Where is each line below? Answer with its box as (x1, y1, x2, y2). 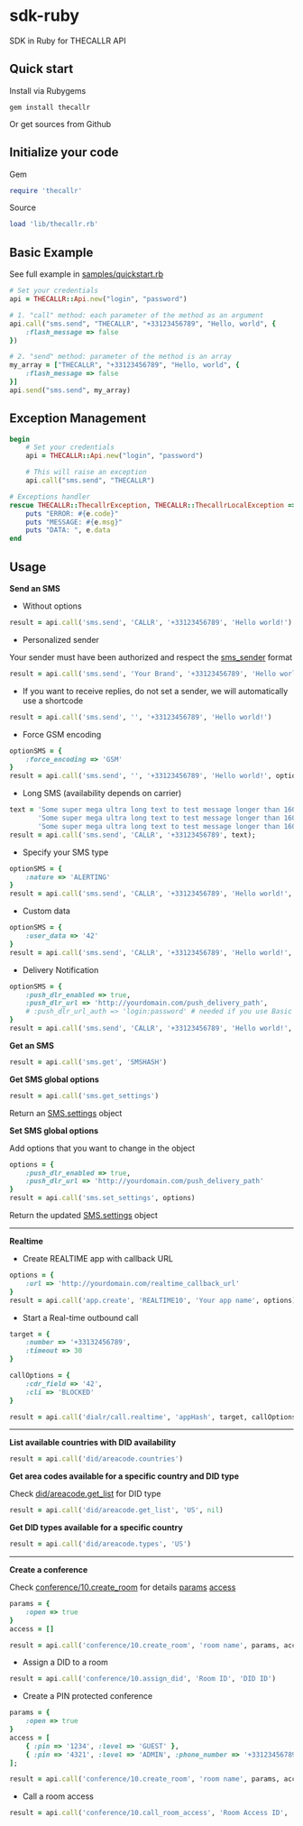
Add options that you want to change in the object (9, 1142, 196, 1153)
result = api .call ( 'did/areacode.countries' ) (9, 1454, 183, 1464)
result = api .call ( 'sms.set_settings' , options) (9, 1194, 196, 1203)
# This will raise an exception (25, 468, 147, 477)
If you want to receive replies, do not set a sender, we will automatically (22, 685, 289, 696)
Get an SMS (9, 1040, 54, 1051)
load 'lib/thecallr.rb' (9, 220, 99, 229)
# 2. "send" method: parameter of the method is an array (9, 353, 232, 362)
